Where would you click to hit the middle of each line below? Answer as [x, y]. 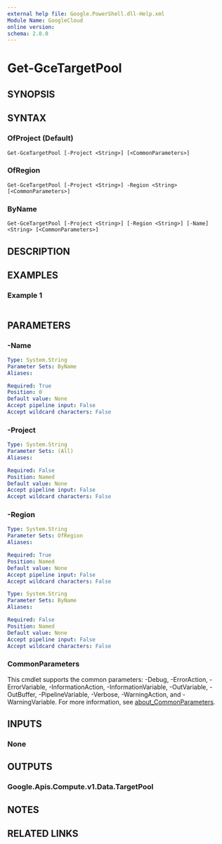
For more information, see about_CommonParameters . [137, 702]
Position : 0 [25, 392]
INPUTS [25, 724]
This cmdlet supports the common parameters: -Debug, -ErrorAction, [108, 679]
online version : [31, 27]
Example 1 [25, 295]
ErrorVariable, [27, 687]
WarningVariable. [32, 702]
